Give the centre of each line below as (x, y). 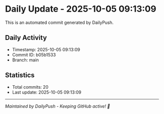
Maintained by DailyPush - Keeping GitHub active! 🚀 (58, 106)
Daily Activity (26, 38)
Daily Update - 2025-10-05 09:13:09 (81, 9)
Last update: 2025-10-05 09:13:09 (47, 92)
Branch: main (25, 60)
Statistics (20, 75)
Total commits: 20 (30, 87)
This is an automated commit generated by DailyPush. (59, 22)
